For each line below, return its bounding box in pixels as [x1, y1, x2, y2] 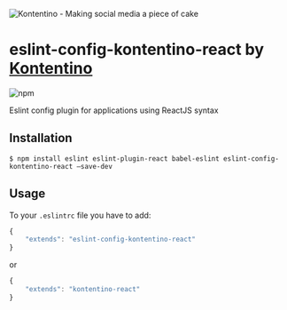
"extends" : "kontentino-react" [25, 285, 141, 294]
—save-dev [76, 162, 113, 171]
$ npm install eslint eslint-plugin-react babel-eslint [9, 154, 220, 163]
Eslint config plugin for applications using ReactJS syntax [9, 105, 219, 115]
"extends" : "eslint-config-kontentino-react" [25, 235, 197, 244]
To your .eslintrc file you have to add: [9, 210, 151, 220]
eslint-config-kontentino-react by [9, 40, 264, 60]
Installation [9, 131, 73, 146]
